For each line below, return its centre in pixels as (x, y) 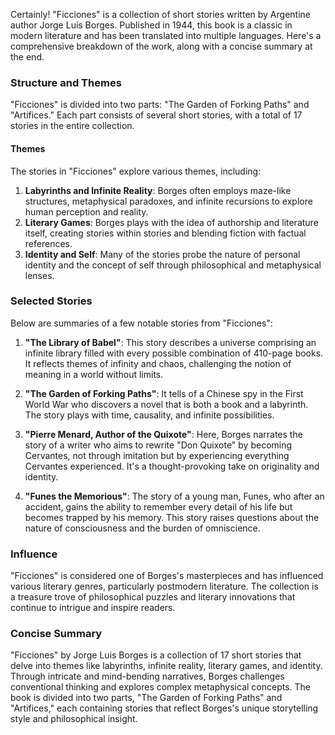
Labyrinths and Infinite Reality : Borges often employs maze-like (158, 190)
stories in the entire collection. (72, 126)
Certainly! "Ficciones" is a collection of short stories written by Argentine (160, 14)
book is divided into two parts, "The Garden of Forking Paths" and (146, 698)
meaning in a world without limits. (94, 374)
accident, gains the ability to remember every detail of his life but (158, 506)
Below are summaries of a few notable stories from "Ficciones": (141, 323)
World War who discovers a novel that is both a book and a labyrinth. (166, 404)
